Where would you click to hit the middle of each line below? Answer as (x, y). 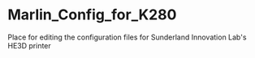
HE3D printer (30, 45)
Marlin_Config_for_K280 (92, 15)
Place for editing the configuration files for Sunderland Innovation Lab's (127, 37)
